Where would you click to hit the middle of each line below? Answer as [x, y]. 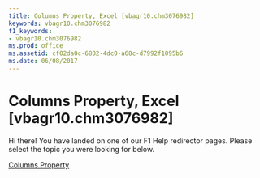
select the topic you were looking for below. [82, 149]
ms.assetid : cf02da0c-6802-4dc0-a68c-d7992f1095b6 [96, 53]
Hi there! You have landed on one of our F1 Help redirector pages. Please [130, 140]
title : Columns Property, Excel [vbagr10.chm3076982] [102, 16]
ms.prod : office [36, 46]
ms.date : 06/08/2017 [43, 61]
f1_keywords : [30, 31]
